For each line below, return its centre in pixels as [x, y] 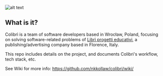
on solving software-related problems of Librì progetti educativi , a [71, 39]
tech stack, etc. [21, 59]
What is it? [21, 23]
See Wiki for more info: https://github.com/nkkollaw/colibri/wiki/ [69, 68]
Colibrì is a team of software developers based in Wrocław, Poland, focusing [82, 34]
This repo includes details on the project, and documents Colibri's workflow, [82, 54]
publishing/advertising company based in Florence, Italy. [62, 45]
